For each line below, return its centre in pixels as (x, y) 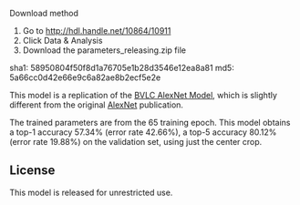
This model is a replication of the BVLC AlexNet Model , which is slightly (144, 95)
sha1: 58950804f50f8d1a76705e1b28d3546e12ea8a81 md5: (122, 68)
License (32, 171)
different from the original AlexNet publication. (97, 105)
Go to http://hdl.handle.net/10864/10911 (97, 31)
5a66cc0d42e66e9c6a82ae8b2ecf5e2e (85, 77)
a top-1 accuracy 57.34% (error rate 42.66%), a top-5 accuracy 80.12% (143, 132)
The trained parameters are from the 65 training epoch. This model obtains (150, 123)
